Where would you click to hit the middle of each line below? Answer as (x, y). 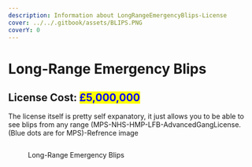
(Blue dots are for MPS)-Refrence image (74, 133)
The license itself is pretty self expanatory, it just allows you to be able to (126, 116)
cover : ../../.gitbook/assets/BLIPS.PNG (76, 23)
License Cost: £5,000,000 (74, 98)
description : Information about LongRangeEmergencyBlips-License (117, 15)
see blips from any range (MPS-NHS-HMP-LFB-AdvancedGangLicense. (125, 125)
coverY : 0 (24, 30)
